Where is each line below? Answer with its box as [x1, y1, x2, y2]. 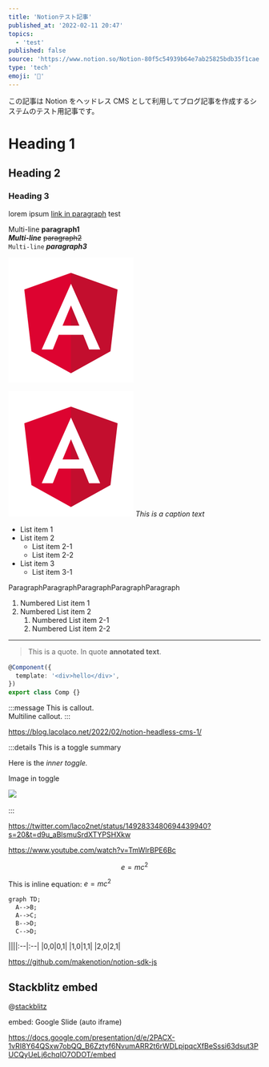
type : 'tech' [8, 64, 52, 72]
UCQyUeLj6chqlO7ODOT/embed [8, 1050, 116, 1060]
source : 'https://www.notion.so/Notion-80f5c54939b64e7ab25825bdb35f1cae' [8, 55, 263, 63]
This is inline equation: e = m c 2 [8, 878, 112, 889]
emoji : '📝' [8, 72, 45, 80]
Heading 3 [8, 191, 50, 202]
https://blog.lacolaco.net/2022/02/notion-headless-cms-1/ [8, 727, 203, 737]
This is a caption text [134, 509, 205, 519]
